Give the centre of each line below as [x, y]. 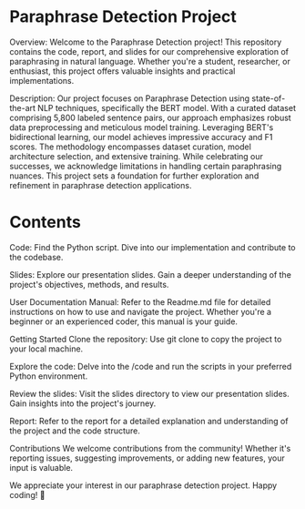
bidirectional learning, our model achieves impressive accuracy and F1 [141, 137]
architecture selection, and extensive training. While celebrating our [137, 156]
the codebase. [36, 257]
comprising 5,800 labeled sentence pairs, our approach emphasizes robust [150, 117]
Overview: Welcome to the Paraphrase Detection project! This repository [146, 42]
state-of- [269, 98]
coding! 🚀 [27, 494]
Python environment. [49, 376]
